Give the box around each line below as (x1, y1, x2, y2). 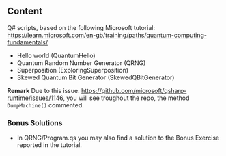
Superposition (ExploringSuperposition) (16, 66, 128, 74)
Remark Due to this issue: (7, 86, 80, 94)
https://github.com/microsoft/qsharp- (81, 86, 187, 94)
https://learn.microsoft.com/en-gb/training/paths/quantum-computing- (7, 31, 207, 39)
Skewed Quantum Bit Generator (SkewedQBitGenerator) (16, 73, 175, 81)
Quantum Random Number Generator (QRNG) (16, 58, 146, 67)
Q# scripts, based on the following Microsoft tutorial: (7, 23, 156, 31)
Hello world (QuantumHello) (16, 51, 96, 60)
